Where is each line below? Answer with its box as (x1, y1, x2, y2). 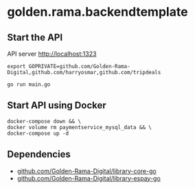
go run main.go (7, 81, 51, 88)
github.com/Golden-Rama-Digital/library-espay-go (16, 174, 161, 182)
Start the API (7, 32, 63, 43)
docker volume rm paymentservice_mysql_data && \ (7, 124, 152, 131)
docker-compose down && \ (7, 118, 81, 124)
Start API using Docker (7, 100, 106, 111)
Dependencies (7, 148, 71, 160)
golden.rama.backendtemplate (7, 4, 188, 20)
